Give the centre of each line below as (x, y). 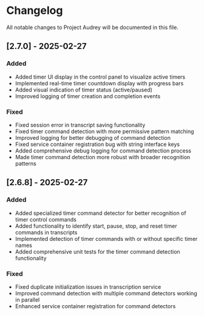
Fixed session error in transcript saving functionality (80, 125)
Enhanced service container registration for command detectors (95, 306)
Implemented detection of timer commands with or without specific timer (106, 239)
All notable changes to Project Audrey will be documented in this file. (93, 27)
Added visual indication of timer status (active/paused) (84, 90)
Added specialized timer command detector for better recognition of (100, 213)
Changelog (35, 11)
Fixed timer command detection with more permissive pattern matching (104, 131)
